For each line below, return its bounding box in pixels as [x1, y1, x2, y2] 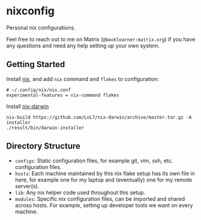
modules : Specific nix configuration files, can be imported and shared [14, 195, 185, 202]
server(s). [14, 182, 40, 189]
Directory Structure [6, 141, 81, 151]
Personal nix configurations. [6, 24, 76, 31]
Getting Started [6, 59, 65, 70]
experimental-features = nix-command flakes [6, 92, 119, 98]
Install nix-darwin [6, 103, 49, 110]
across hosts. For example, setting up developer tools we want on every [14, 201, 193, 209]
